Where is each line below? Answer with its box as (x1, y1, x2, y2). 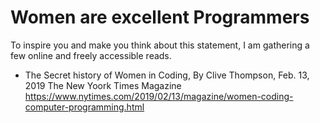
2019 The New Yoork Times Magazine (24, 79, 182, 91)
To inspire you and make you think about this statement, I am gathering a (10, 39, 310, 51)
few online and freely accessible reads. (10, 49, 172, 61)
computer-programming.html (24, 101, 145, 113)
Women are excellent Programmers (10, 6, 310, 29)
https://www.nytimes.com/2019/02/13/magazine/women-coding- (24, 90, 294, 102)
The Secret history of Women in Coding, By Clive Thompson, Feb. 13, (24, 69, 310, 81)
